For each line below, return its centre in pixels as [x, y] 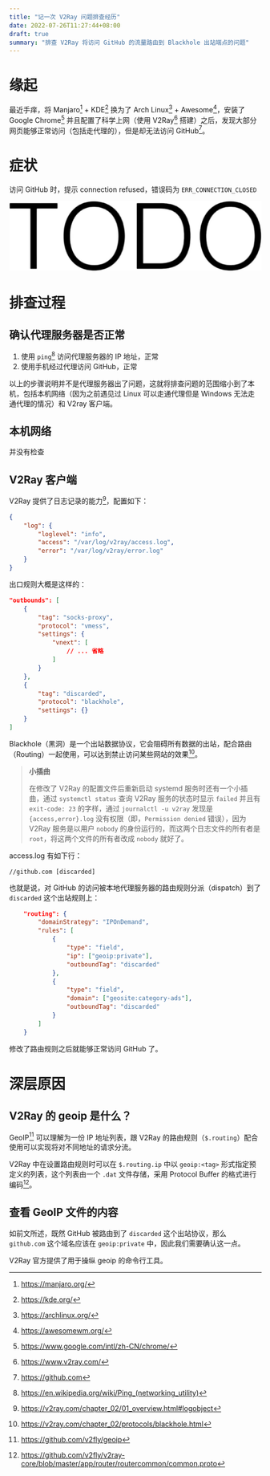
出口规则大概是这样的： [48, 584]
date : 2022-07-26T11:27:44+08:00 [65, 25]
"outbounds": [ [34, 600]
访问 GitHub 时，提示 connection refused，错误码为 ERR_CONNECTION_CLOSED [133, 189]
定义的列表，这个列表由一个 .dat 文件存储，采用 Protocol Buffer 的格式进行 [133, 1174]
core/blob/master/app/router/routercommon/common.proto [119, 1463]
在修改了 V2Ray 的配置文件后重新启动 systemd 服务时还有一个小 [135, 788]
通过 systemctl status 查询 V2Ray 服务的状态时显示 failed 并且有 [152, 798]
